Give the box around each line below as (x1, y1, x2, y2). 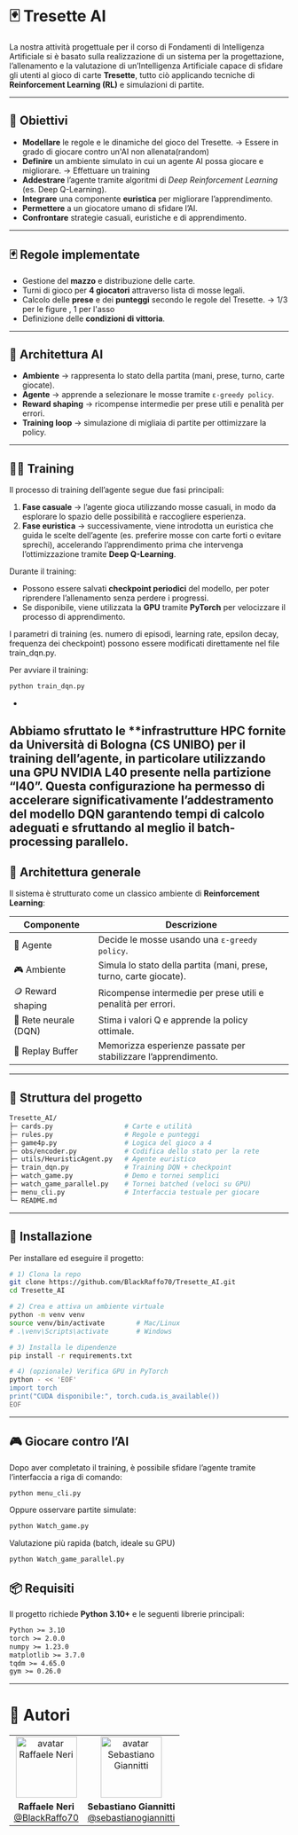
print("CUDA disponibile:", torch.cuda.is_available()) (9, 1392, 220, 1401)
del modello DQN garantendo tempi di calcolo (9, 807, 265, 822)
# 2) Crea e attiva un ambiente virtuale (9, 1302, 165, 1312)
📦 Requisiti (9, 1580, 74, 1596)
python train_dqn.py (9, 682, 86, 691)
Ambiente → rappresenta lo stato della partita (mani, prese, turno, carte (21, 371, 286, 381)
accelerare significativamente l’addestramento (9, 793, 274, 808)
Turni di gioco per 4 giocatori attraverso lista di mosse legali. (21, 285, 246, 295)
